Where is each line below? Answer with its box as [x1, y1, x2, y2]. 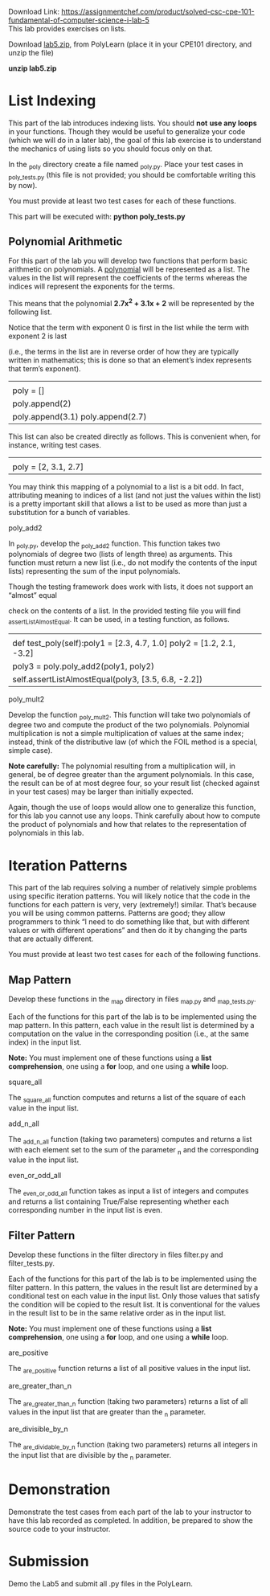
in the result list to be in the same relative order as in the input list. [8, 1307, 227, 1317]
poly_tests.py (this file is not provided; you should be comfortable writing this [8, 170, 256, 182]
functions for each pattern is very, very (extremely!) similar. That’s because [8, 900, 257, 910]
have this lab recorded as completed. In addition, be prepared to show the [8, 1515, 253, 1525]
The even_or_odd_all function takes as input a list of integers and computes [8, 1186, 249, 1198]
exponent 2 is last [8, 331, 67, 341]
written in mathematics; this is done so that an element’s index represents [8, 355, 252, 365]
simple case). [8, 746, 53, 755]
